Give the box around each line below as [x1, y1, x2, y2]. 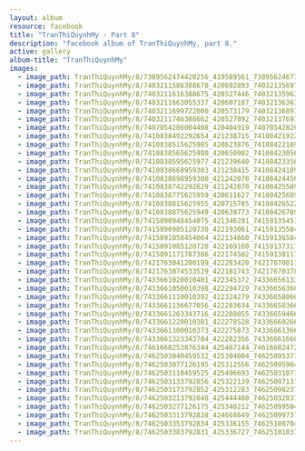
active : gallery [9, 47, 71, 56]
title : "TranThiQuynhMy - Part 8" [9, 30, 141, 39]
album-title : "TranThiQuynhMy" [9, 55, 128, 65]
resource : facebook [9, 22, 84, 31]
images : [9, 65, 39, 74]
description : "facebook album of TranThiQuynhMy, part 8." [9, 38, 238, 48]
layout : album [9, 13, 64, 23]
